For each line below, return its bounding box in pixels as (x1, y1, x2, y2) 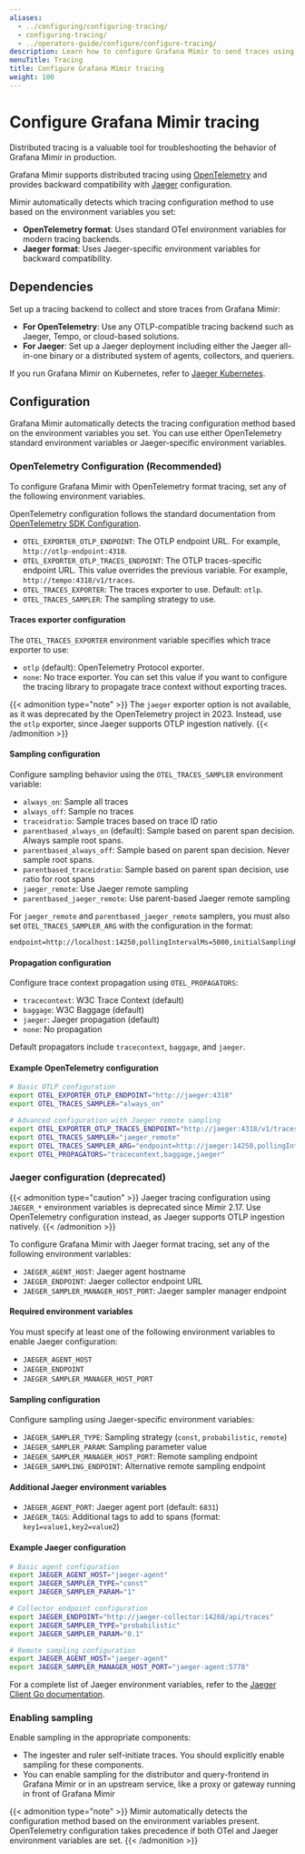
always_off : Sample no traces (22, 806, 134, 817)
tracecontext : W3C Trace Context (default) (22, 995, 184, 1006)
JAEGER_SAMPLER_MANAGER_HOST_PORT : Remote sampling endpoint (22, 1451, 258, 1462)
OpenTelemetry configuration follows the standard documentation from (9, 508, 276, 519)
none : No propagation (22, 1024, 103, 1035)
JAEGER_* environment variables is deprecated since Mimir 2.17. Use (9, 1201, 261, 1212)
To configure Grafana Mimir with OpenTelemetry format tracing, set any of (9, 481, 287, 491)
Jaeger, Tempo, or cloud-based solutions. (22, 330, 180, 341)
